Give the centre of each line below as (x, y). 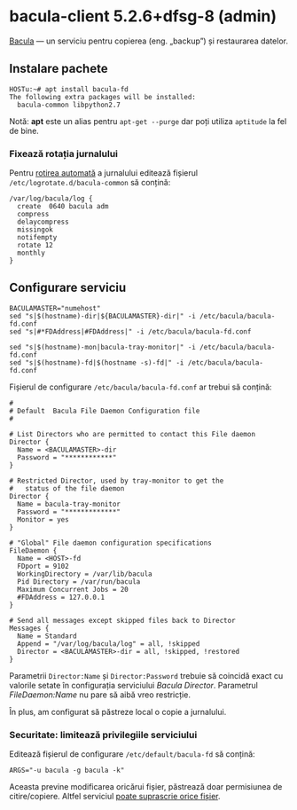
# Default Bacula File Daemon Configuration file (105, 411)
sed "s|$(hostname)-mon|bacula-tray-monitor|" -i (103, 347)
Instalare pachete (59, 69)
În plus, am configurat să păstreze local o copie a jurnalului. (118, 712)
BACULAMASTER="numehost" (55, 308)
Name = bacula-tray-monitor (69, 504)
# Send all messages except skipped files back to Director (123, 620)
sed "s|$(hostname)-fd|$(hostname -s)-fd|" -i (97, 362)
